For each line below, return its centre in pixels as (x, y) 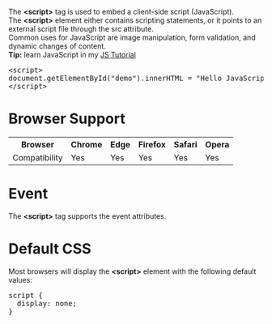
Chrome (87, 144)
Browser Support (67, 119)
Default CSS (50, 249)
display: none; (47, 303)
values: (20, 279)
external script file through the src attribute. (81, 29)
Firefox (152, 144)
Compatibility (38, 157)
